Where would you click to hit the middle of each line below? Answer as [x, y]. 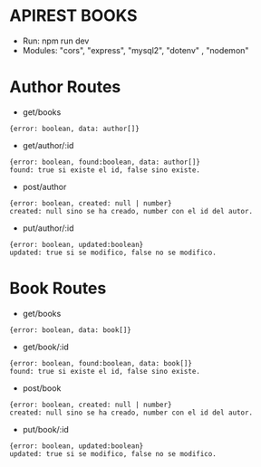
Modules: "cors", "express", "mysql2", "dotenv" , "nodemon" [135, 50]
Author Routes [65, 87]
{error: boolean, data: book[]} [70, 330]
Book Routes [58, 288]
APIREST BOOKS [73, 16]
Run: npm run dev [56, 41]
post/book [42, 388]
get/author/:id [48, 145]
